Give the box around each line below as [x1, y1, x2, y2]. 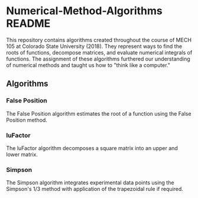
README [6, 17, 51, 30]
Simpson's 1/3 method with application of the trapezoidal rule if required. [6, 186, 183, 193]
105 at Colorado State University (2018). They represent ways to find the [6, 43, 182, 50]
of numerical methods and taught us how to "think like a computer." [6, 61, 170, 69]
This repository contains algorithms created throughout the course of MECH [6, 36, 192, 43]
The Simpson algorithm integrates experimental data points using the [6, 179, 174, 186]
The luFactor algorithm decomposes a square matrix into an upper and [6, 144, 178, 152]
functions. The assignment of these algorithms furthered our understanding [6, 55, 190, 62]
